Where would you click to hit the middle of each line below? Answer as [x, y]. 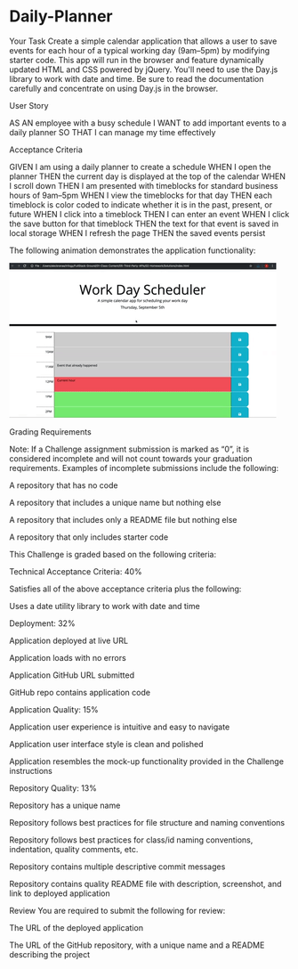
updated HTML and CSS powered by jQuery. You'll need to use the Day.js [144, 69]
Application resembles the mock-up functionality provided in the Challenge [147, 761]
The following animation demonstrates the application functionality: [133, 250]
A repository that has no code [64, 485]
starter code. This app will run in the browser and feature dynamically [137, 60]
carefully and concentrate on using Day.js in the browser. [114, 88]
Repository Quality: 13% [53, 788]
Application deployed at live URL [69, 640]
